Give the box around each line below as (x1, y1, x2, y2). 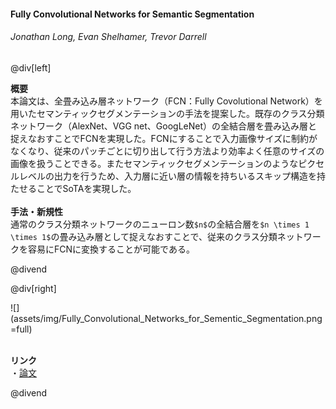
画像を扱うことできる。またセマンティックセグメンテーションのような (10, 157, 299, 169)
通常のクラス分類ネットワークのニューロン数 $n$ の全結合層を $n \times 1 (10, 218, 310, 230)
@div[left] (10, 61, 52, 74)
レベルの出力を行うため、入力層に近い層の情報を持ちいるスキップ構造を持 (18, 170, 326, 182)
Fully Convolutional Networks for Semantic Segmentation (10, 8, 255, 20)
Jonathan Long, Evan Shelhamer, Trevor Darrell (10, 31, 207, 43)
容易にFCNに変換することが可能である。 (27, 243, 195, 255)
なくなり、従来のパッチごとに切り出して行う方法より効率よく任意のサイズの (10, 145, 325, 157)
